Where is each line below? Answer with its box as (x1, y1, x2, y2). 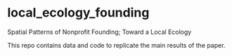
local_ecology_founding (7, 5, 150, 21)
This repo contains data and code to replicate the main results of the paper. (7, 41, 226, 49)
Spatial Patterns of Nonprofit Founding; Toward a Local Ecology (7, 28, 192, 36)
